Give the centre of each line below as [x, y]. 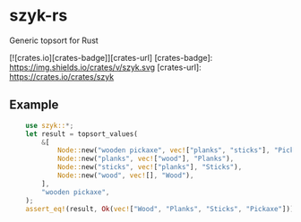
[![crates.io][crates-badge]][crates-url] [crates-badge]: [111, 57]
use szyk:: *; [50, 125]
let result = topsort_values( [82, 134]
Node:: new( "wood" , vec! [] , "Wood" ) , [125, 175]
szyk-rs [39, 16]
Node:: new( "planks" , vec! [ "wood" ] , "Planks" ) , [146, 159]
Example [34, 105]
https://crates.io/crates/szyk [62, 76]
